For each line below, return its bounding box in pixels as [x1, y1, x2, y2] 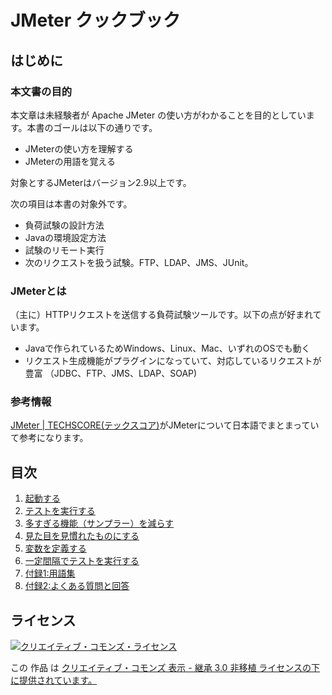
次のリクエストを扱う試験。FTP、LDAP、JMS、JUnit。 [24, 256, 254, 268]
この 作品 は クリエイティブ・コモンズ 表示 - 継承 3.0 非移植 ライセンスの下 [10, 662, 321, 674]
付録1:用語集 [24, 567, 76, 580]
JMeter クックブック [10, 9, 181, 32]
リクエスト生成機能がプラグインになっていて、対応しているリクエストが [24, 355, 322, 367]
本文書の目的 [10, 84, 73, 98]
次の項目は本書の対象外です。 [10, 197, 133, 210]
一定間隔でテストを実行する [24, 555, 140, 567]
